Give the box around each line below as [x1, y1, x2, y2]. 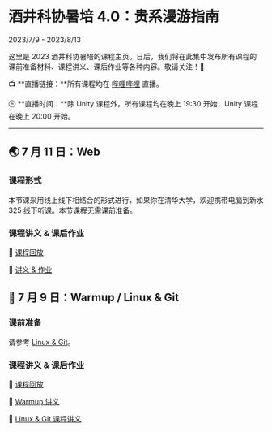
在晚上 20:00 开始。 [8, 111, 75, 121]
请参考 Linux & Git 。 [8, 337, 75, 347]
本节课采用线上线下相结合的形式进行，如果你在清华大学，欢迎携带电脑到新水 [8, 195, 264, 205]
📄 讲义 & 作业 [8, 265, 53, 274]
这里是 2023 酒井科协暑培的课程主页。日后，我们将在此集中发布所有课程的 [8, 51, 257, 61]
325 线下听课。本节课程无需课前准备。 [8, 205, 138, 215]
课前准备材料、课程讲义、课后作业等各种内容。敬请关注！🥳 [8, 62, 205, 71]
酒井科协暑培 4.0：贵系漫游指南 [8, 7, 220, 26]
